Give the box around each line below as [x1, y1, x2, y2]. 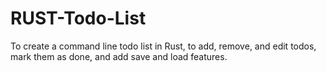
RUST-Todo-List [10, 7, 147, 30]
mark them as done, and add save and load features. [10, 50, 228, 62]
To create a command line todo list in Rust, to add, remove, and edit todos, [10, 40, 317, 52]
